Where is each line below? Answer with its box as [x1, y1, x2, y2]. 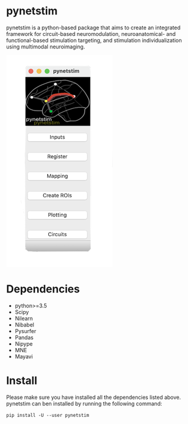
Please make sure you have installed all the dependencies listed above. [6, 394, 181, 401]
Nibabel [14, 321, 35, 328]
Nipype [14, 340, 33, 347]
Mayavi [14, 353, 33, 360]
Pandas [14, 334, 34, 341]
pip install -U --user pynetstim [6, 412, 90, 418]
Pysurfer [14, 327, 36, 334]
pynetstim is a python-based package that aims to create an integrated [6, 24, 181, 31]
